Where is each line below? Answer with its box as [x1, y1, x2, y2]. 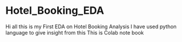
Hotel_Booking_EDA [5, 4, 104, 17]
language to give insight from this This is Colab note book [5, 29, 144, 36]
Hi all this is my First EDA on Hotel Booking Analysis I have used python [5, 23, 177, 30]
